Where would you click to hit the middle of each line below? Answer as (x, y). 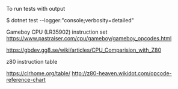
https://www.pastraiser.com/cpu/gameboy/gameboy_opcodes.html (89, 38)
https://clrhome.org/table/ (38, 73)
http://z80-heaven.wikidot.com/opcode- (122, 73)
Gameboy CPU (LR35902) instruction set (57, 32)
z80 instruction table (32, 62)
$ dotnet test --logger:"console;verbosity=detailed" (70, 20)
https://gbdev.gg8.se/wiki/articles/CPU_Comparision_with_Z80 (84, 50)
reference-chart (26, 80)
